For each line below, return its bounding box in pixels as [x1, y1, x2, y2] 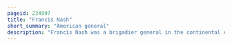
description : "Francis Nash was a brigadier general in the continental [7, 28, 221, 36]
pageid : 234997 [7, 9, 51, 17]
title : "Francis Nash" [7, 16, 72, 23]
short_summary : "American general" [7, 22, 110, 29]
